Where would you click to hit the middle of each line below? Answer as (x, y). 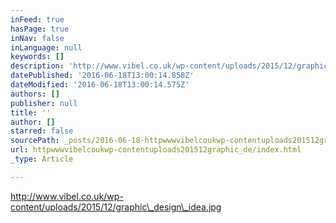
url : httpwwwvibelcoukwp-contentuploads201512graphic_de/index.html (156, 150)
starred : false (42, 131)
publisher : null (44, 103)
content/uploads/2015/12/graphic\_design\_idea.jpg (116, 207)
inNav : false (37, 38)
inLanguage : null (46, 47)
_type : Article (42, 159)
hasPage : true (40, 29)
